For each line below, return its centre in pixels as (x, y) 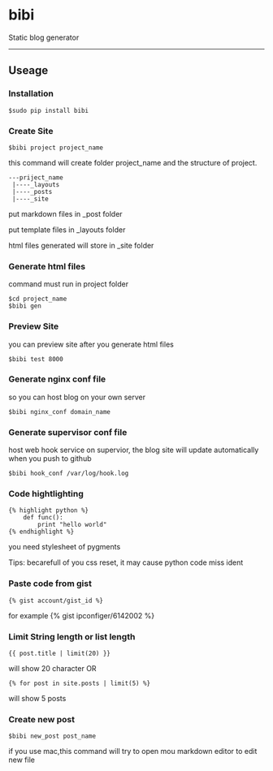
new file (22, 760)
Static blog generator (44, 37)
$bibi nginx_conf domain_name (60, 411)
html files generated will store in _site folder (81, 245)
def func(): (43, 518)
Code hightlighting (46, 494)
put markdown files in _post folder (66, 213)
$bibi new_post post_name (52, 736)
